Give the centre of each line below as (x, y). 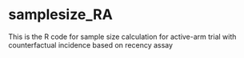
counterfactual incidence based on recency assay (91, 44)
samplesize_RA (61, 15)
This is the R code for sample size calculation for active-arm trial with (122, 37)
